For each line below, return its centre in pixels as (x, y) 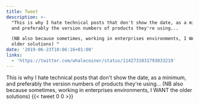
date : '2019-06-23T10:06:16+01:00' (50, 50)
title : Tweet (22, 12)
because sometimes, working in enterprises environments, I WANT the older (99, 90)
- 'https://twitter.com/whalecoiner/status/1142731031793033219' (94, 60)
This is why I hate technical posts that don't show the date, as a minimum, (96, 77)
